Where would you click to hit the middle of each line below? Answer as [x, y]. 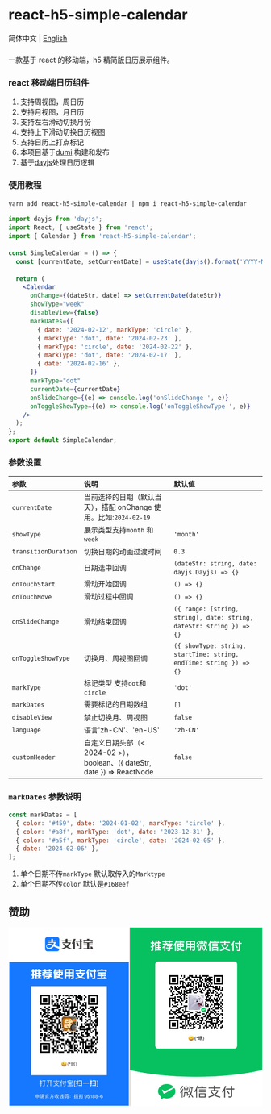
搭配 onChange [127, 507]
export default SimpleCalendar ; [63, 440]
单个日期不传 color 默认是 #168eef [75, 884]
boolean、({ [103, 763]
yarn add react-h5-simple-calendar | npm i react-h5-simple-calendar [128, 204]
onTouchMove [32, 597]
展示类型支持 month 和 [119, 530]
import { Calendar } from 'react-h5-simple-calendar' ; [102, 236]
